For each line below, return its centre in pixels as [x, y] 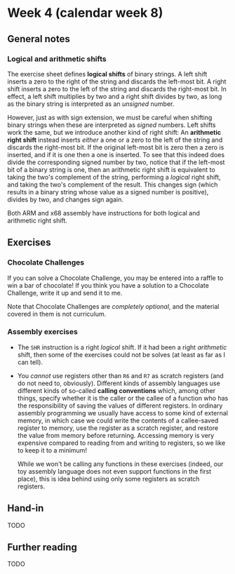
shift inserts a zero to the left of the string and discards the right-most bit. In [117, 88]
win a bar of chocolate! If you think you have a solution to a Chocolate [108, 285]
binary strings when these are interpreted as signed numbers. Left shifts [112, 125]
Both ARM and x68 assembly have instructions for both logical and [103, 213]
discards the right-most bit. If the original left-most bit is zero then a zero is [116, 147]
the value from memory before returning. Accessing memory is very [116, 435]
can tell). [30, 362]
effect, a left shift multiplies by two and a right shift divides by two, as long [115, 96]
